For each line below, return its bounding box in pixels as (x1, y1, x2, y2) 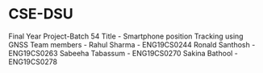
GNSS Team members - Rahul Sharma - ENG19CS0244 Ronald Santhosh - (8, 39, 256, 49)
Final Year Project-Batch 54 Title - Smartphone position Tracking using (8, 31, 244, 41)
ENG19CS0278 (8, 57, 58, 67)
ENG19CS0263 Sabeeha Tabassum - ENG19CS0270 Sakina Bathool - (8, 48, 238, 58)
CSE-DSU (8, 5, 74, 23)
